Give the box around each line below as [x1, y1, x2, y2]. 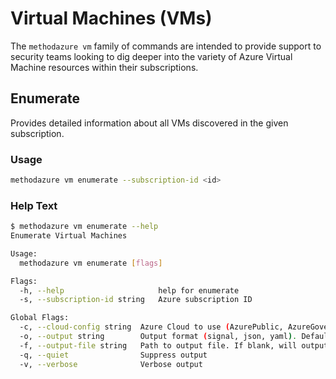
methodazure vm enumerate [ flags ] [19, 258, 163, 268]
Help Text [10, 198, 58, 212]
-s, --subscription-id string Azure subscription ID [19, 295, 253, 305]
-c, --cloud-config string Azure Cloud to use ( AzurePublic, [19, 322, 284, 332]
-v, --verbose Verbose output [19, 359, 203, 369]
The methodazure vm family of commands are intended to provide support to [10, 40, 322, 52]
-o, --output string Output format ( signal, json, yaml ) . [19, 332, 298, 342]
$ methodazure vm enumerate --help [10, 222, 159, 232]
